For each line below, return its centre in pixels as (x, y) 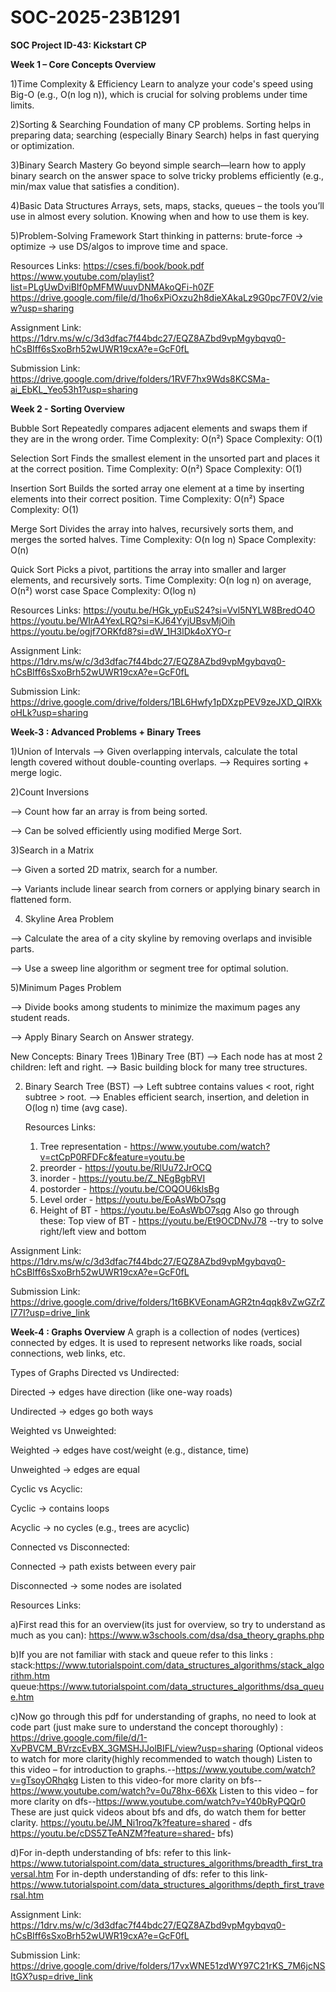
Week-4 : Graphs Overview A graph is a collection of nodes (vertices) (155, 1332)
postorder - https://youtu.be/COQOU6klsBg (129, 1188)
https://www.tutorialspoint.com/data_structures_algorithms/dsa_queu (181, 1686)
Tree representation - (83, 1146)
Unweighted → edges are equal (75, 1469)
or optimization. (42, 145)
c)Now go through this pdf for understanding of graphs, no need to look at (163, 1716)
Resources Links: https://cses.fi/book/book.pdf (107, 265)
